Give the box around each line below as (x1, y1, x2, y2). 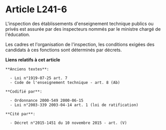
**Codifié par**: (5, 89, 43, 94)
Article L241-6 (5, 4, 68, 15)
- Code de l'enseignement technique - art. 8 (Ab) (10, 80, 120, 85)
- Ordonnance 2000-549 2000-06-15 (10, 98, 84, 103)
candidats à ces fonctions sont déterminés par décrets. (5, 47, 122, 53)
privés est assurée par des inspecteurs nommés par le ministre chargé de (5, 26, 161, 32)
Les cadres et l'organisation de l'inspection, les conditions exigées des (5, 41, 155, 47)
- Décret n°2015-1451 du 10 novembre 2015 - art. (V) (10, 120, 127, 125)
